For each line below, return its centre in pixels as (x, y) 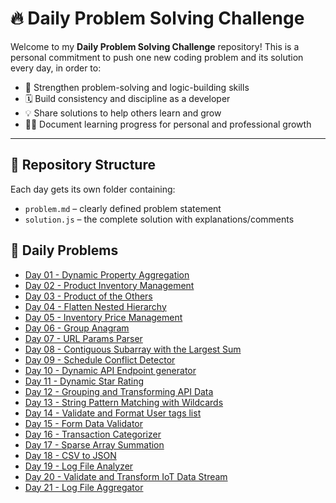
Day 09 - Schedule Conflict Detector (100, 359)
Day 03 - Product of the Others (88, 296)
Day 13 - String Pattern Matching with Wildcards (124, 402)
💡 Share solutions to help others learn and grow (123, 113)
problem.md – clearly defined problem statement (123, 208)
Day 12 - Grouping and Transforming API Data (119, 391)
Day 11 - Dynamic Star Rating (84, 381)
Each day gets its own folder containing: (93, 189)
